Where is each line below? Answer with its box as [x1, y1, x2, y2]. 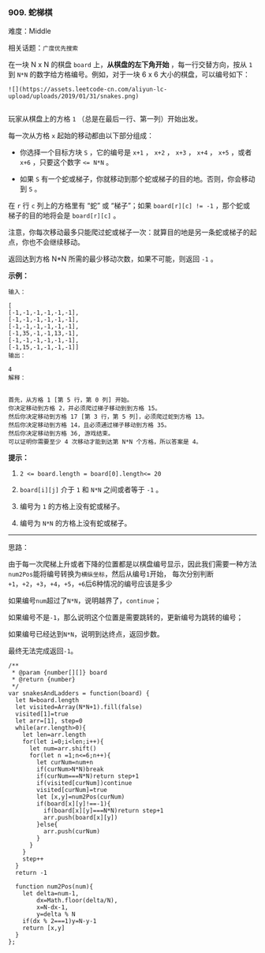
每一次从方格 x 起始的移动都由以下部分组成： [8, 131, 155, 140]
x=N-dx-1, [36, 903, 69, 912]
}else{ [36, 820, 58, 829]
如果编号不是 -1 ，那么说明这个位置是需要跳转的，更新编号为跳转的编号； [8, 613, 244, 622]
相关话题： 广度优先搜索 [8, 43, 79, 53]
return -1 [15, 869, 47, 877]
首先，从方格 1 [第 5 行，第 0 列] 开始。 [8, 396, 133, 404]
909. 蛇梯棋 [8, 6, 53, 17]
